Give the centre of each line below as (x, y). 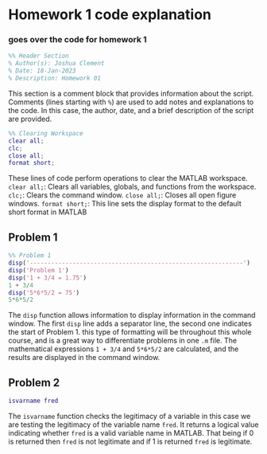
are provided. (30, 119)
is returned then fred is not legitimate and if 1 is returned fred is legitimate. (130, 441)
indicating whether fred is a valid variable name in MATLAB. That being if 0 (131, 432)
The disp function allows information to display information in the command (132, 315)
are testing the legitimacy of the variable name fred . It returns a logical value (133, 425)
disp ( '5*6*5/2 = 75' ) (44, 292)
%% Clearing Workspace (46, 133)
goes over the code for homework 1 (77, 40)
